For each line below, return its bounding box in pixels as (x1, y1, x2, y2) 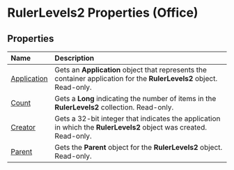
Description (54, 54, 95, 63)
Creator (10, 123, 36, 132)
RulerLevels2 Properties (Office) (7, 5, 198, 21)
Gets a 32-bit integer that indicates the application (54, 114, 221, 123)
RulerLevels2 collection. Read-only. (54, 102, 174, 112)
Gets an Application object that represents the (54, 65, 208, 75)
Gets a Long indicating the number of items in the (54, 94, 217, 103)
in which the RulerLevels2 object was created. (54, 123, 208, 132)
